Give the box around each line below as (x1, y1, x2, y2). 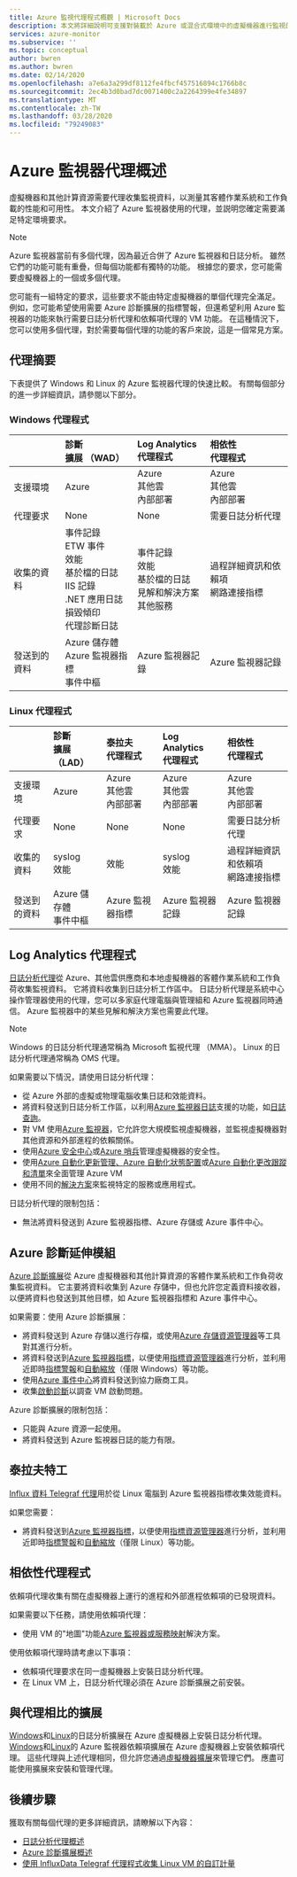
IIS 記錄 (65, 580, 96, 592)
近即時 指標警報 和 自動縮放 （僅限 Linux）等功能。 (21, 1537, 200, 1547)
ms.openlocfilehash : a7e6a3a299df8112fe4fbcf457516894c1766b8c (9, 79, 247, 88)
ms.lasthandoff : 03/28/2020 (9, 112, 113, 121)
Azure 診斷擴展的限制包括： (9, 1404, 110, 1414)
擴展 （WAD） (65, 452, 126, 464)
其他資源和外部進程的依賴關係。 (21, 1135, 139, 1146)
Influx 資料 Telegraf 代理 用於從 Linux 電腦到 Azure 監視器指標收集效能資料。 (9, 1488, 287, 1499)
